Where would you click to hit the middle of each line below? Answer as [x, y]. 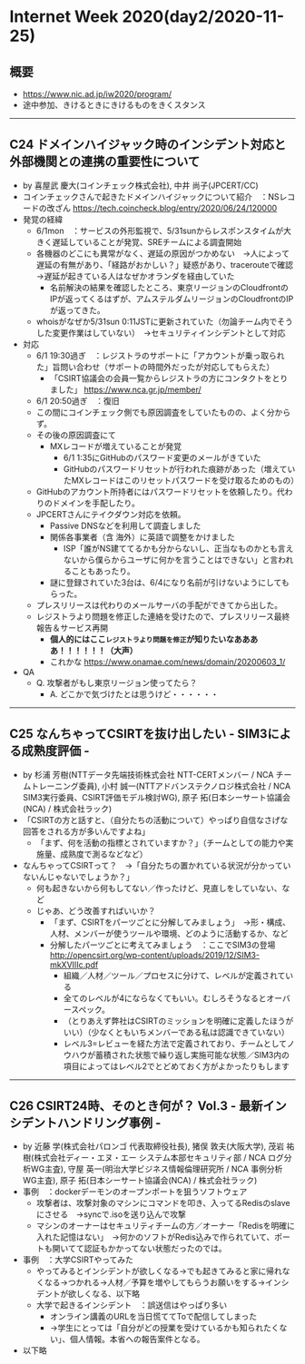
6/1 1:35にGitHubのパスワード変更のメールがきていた [162, 457]
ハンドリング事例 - [109, 1123]
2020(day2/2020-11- [203, 17]
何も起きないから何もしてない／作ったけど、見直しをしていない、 [159, 888]
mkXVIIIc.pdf [74, 965]
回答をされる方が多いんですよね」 [86, 831]
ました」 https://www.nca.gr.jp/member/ [125, 389]
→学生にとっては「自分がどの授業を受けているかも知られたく [164, 1328]
